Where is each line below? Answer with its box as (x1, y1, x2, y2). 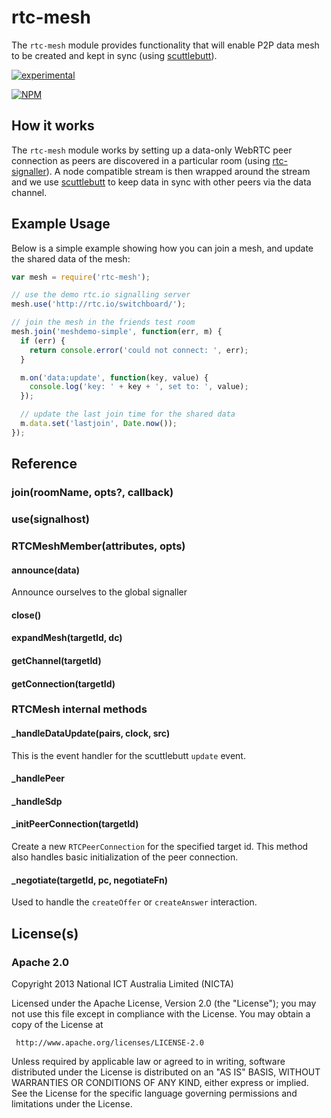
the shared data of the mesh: (11, 252, 131, 265)
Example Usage (11, 216, 111, 233)
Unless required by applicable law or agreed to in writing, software (11, 1055, 286, 1067)
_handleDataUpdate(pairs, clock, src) (11, 727, 171, 740)
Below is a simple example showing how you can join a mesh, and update (11, 242, 314, 254)
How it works (11, 117, 95, 135)
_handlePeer (11, 772, 65, 785)
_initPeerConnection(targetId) (11, 818, 139, 830)
